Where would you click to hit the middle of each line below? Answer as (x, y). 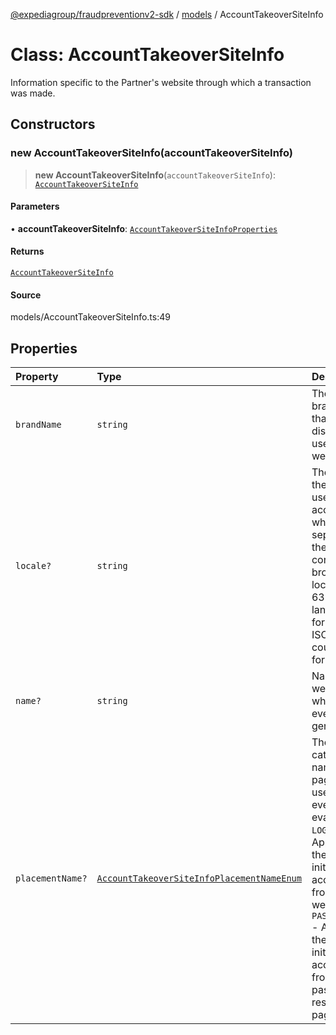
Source (26, 295)
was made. (33, 93)
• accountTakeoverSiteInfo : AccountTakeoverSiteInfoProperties (144, 228)
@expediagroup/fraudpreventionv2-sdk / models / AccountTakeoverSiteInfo (167, 14)
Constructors (53, 124)
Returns (27, 251)
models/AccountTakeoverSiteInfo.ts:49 (90, 317)
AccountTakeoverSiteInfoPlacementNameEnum (199, 878)
